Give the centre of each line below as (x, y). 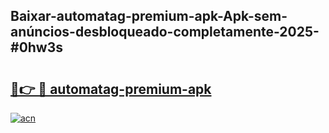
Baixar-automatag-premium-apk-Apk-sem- (149, 16)
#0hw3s (37, 47)
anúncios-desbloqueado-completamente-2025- (165, 32)
